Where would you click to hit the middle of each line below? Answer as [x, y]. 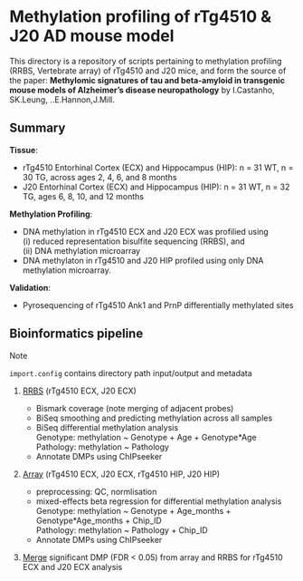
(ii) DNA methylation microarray [81, 250]
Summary [38, 128]
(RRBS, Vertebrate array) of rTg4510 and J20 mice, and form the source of [148, 71]
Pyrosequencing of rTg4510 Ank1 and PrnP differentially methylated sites [158, 305]
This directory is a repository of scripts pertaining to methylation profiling [146, 61]
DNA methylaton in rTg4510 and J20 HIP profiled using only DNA [143, 260]
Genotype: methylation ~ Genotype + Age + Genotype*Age [146, 437]
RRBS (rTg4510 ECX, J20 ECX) [80, 391]
